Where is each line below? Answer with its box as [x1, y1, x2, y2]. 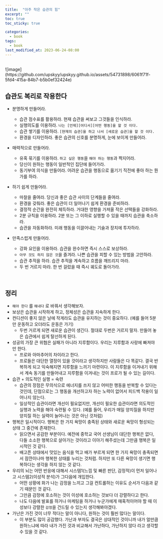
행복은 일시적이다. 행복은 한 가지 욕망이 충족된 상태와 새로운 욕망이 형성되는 [12, 419, 155, 425]
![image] [5, 66, 22, 72]
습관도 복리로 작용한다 [5, 92, 67, 101]
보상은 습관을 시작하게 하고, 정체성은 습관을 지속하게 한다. [12, 309, 122, 315]
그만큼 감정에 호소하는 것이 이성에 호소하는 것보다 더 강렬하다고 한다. [19, 492, 149, 498]
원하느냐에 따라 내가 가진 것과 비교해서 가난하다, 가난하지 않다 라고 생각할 [19, 523, 159, 529]
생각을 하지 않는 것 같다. [36, 462, 82, 468]
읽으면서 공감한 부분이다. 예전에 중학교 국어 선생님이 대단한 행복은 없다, [19, 431, 155, 437]
